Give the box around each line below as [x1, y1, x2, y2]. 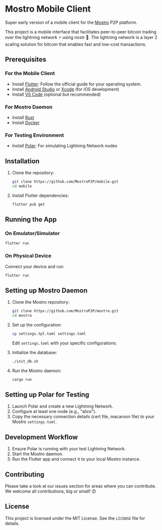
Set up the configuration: [12, 322, 62, 327]
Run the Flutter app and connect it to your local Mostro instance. [12, 456, 141, 462]
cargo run [12, 377, 32, 382]
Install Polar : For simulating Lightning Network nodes [12, 143, 118, 149]
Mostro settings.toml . [12, 419, 57, 425]
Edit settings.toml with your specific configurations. [12, 340, 118, 346]
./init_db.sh [12, 359, 39, 364]
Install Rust [12, 114, 34, 120]
